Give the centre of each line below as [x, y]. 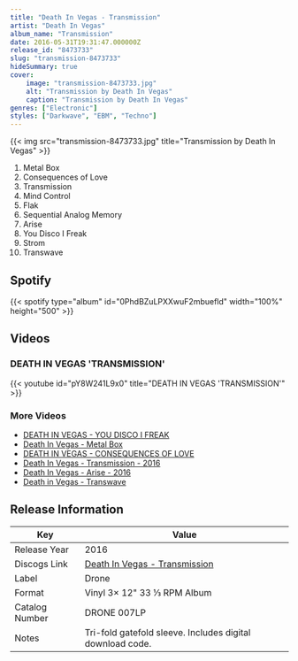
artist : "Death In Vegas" [57, 26]
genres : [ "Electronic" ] [54, 108]
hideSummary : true [44, 67]
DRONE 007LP [115, 612]
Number [31, 618]
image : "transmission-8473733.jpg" [92, 83]
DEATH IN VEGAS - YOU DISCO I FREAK [96, 434]
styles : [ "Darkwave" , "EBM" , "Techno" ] [84, 116]
